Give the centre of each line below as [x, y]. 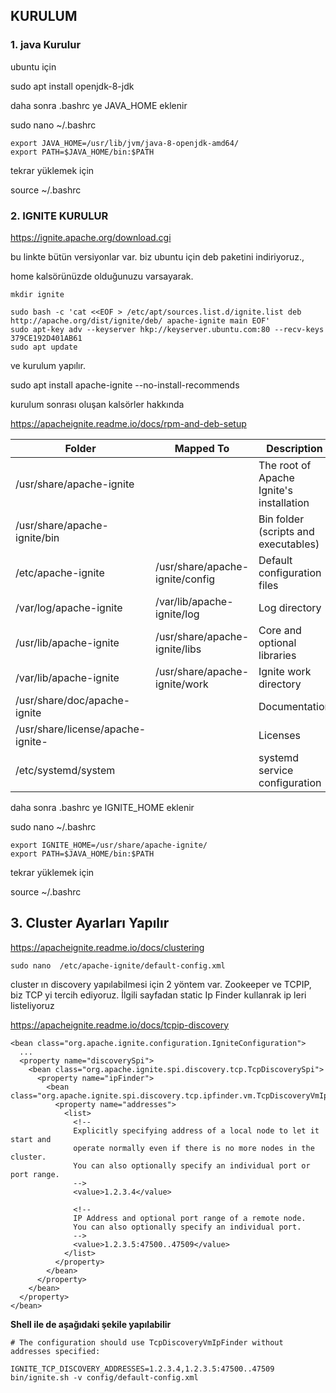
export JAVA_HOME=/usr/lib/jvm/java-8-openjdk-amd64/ [125, 143]
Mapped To [202, 448]
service [276, 770]
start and [31, 1139]
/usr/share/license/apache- [81, 729]
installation [284, 502]
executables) [289, 544]
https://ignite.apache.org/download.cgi [91, 237]
